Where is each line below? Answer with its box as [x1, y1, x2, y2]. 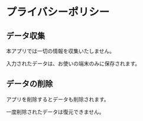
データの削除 [6, 79, 53, 89]
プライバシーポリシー [6, 5, 110, 19]
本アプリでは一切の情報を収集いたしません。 [6, 48, 115, 54]
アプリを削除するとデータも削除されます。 [6, 96, 109, 103]
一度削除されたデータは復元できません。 [6, 108, 105, 115]
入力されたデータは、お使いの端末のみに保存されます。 [6, 60, 141, 67]
